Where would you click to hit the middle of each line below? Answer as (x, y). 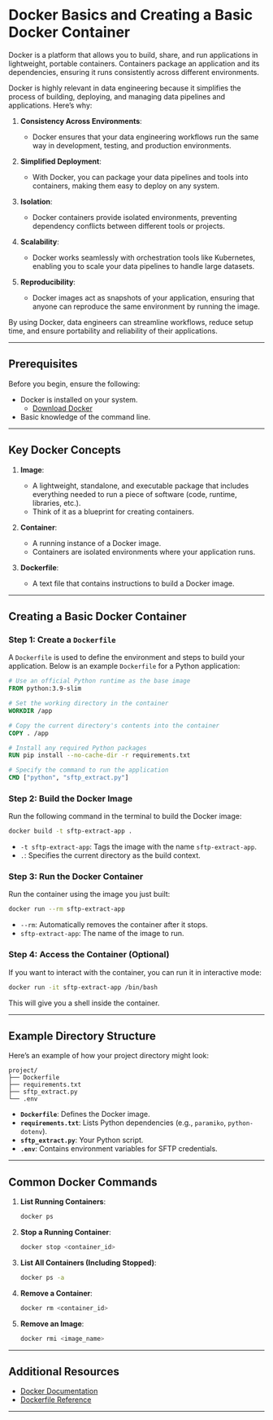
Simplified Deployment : (61, 161)
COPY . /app (28, 733)
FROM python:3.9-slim (45, 689)
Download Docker (63, 408)
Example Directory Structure (82, 1036)
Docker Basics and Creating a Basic (131, 15)
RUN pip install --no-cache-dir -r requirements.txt (100, 755)
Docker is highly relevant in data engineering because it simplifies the (125, 88)
